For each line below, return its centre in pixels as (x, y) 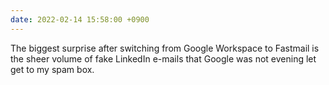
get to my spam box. (52, 69)
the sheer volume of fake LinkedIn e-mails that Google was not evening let (163, 58)
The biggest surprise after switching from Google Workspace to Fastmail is (165, 48)
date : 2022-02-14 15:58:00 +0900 (80, 19)
